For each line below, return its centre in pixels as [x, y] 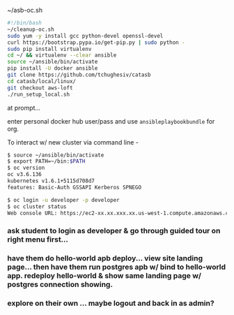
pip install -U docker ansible [53, 68]
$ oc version [26, 168]
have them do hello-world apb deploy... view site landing [105, 258]
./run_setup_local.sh [39, 94]
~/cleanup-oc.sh [31, 29]
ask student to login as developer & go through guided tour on [114, 231]
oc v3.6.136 [24, 175]
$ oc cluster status [37, 206]
